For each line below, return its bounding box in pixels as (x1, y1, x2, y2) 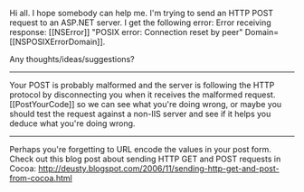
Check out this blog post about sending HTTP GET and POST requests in (9, 153, 281, 164)
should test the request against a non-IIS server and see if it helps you (9, 108, 271, 119)
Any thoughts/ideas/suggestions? (9, 54, 135, 64)
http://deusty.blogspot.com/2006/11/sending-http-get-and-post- (37, 163, 280, 174)
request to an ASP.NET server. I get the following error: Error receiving (9, 17, 271, 28)
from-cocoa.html (9, 173, 72, 183)
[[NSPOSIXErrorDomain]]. (9, 36, 106, 47)
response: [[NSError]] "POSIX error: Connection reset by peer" (9, 27, 243, 37)
